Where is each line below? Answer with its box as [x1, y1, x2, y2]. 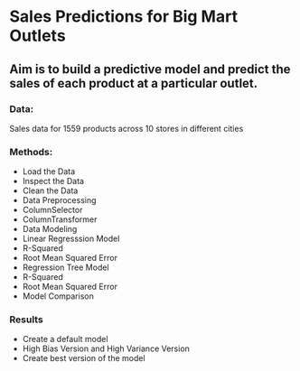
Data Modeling [22, 224, 78, 235]
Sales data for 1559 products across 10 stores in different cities [9, 123, 244, 134]
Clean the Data [22, 185, 79, 196]
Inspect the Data [22, 176, 84, 187]
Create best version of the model [22, 353, 146, 364]
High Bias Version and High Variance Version [22, 343, 190, 354]
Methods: [9, 145, 53, 158]
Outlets [9, 25, 66, 46]
